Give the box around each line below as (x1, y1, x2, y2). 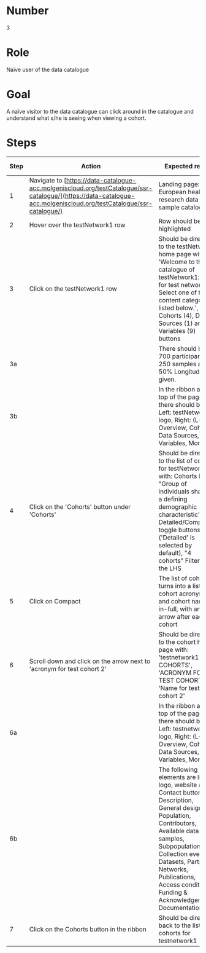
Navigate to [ (29, 176, 67, 184)
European (158, 187, 187, 196)
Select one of (158, 288, 197, 297)
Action (80, 162, 101, 170)
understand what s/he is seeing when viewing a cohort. (6, 114, 147, 122)
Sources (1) (158, 319, 193, 327)
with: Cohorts (158, 471, 197, 480)
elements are (158, 772, 196, 781)
